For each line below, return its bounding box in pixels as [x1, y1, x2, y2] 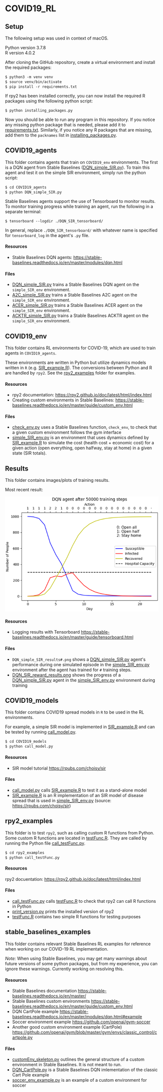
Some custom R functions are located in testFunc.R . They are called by [5, 835, 147, 841]
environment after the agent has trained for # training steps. [12, 667, 132, 673]
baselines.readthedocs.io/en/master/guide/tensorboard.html [12, 635, 134, 640]
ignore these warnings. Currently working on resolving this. [5, 966, 124, 972]
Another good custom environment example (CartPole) [12, 1024, 123, 1030]
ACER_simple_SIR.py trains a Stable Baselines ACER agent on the [12, 302, 143, 308]
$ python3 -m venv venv [5, 75, 54, 79]
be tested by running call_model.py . [5, 729, 77, 735]
